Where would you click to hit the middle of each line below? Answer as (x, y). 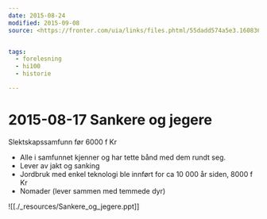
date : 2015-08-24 (37, 15)
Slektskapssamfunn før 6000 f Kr (63, 142)
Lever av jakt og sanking (60, 165)
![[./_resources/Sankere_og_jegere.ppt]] (74, 206)
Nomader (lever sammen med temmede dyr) (93, 190)
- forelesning (39, 59)
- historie (33, 74)
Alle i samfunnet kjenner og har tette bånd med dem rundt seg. (123, 157)
